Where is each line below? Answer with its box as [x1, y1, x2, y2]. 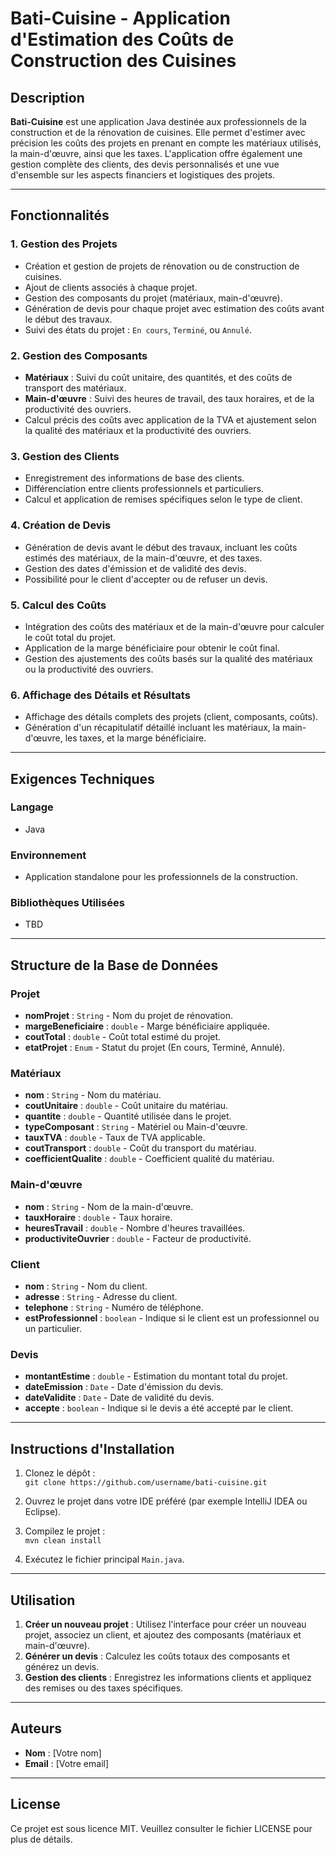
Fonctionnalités [10, 207, 110, 224]
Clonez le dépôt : [24, 1467, 96, 1479]
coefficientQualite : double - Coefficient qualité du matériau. [24, 1153, 275, 1165]
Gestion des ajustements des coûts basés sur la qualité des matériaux [24, 652, 313, 664]
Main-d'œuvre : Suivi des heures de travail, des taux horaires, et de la [24, 392, 315, 404]
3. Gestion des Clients [10, 449, 120, 463]
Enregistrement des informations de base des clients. [24, 472, 245, 484]
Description [10, 89, 85, 106]
